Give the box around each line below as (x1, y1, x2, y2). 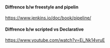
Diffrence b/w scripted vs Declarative (5, 26, 84, 32)
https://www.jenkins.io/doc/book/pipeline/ (5, 15, 92, 21)
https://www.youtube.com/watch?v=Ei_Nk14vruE (5, 37, 105, 43)
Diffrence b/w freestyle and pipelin (5, 4, 79, 10)
